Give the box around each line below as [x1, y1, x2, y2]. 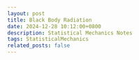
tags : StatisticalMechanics [7, 36, 89, 43]
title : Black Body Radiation [7, 17, 92, 23]
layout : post [7, 10, 45, 17]
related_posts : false [7, 42, 71, 49]
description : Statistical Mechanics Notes [7, 29, 133, 37]
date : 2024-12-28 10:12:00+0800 [7, 23, 101, 30]
